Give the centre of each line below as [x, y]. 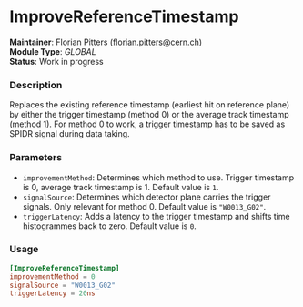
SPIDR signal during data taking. [70, 134]
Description [36, 85]
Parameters [35, 158]
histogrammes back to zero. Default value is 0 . [110, 226]
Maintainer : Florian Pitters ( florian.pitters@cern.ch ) [106, 42]
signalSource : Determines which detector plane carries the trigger [146, 197]
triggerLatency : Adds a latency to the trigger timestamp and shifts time [156, 216]
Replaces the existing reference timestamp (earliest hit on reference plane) [150, 105]
